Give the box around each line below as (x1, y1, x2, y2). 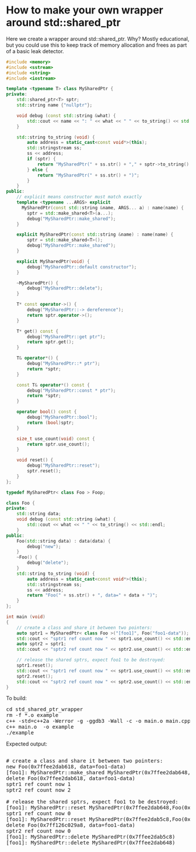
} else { (27, 167, 48, 173)
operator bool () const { (16, 409, 77, 415)
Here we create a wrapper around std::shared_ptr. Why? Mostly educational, (6, 35, 190, 42)
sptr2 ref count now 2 (6, 787, 71, 794)
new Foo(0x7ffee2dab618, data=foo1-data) (6, 764, 127, 770)
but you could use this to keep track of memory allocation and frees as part (6, 42, 187, 49)
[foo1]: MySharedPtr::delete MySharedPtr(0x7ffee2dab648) (6, 840, 176, 846)
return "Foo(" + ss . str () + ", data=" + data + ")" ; (27, 592, 158, 598)
